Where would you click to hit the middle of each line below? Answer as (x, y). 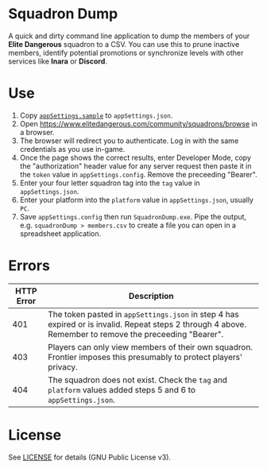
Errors (29, 266)
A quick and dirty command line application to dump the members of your (129, 36)
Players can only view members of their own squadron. (150, 347)
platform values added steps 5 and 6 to (122, 390)
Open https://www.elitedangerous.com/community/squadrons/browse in (139, 123)
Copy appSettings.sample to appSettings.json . (96, 115)
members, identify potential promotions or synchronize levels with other (126, 52)
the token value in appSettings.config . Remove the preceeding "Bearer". (138, 174)
